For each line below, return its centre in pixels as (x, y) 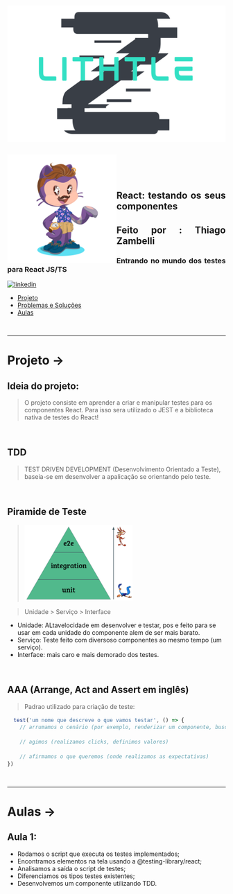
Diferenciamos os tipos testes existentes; (76, 876)
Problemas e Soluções (49, 305)
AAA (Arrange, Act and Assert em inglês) (98, 690)
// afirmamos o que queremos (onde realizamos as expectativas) (114, 756)
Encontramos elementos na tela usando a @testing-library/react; (110, 861)
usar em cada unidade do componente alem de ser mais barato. (109, 632)
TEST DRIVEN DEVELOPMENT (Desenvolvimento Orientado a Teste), (122, 469)
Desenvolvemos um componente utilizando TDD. (87, 883)
